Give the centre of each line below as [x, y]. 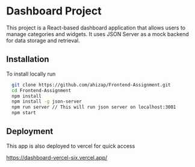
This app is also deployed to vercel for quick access [71, 146]
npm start [24, 113]
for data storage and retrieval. [43, 40]
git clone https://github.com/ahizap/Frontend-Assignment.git [91, 85]
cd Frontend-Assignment [41, 90]
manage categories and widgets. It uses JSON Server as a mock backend [98, 34]
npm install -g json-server [47, 102]
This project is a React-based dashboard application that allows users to [96, 28]
